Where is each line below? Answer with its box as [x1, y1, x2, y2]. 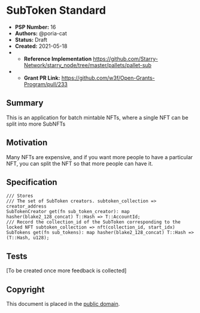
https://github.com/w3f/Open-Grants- [61, 74, 155, 81]
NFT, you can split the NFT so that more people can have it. [6, 160, 153, 167]
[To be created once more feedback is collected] [6, 267, 127, 274]
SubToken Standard [6, 4, 106, 17]
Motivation [6, 138, 48, 148]
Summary [6, 98, 44, 108]
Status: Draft [14, 36, 48, 43]
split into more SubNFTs [6, 120, 66, 127]
